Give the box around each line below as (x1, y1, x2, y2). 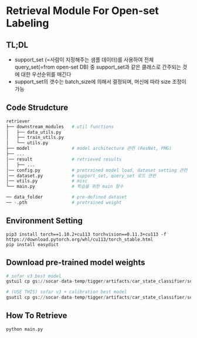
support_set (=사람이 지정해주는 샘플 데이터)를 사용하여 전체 (14, 56, 154, 63)
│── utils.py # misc (6, 178, 88, 184)
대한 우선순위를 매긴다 (21, 71, 72, 77)
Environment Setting (6, 216, 83, 226)
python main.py (6, 326, 43, 332)
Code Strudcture (6, 103, 69, 112)
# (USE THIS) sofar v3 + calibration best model (6, 289, 127, 295)
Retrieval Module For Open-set (6, 4, 159, 18)
